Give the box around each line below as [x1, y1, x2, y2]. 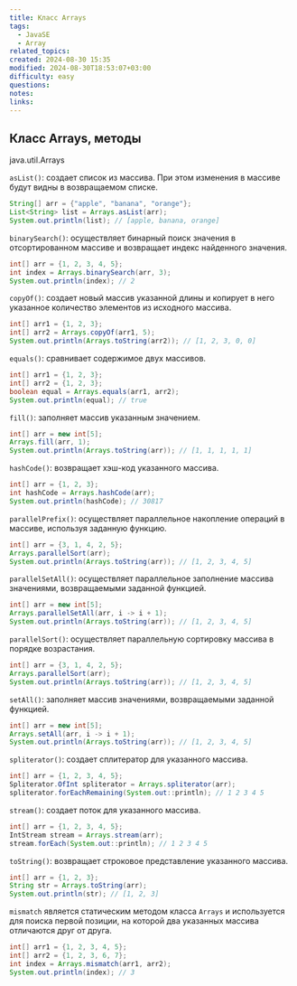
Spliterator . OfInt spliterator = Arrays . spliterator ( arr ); [9, 780, 237, 789]
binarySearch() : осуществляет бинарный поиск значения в [9, 232, 237, 243]
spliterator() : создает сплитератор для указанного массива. [9, 754, 248, 765]
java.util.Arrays [9, 155, 65, 165]
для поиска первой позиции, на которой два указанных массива [9, 916, 259, 926]
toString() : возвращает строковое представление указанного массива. [9, 855, 289, 866]
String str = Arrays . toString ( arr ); [9, 881, 147, 890]
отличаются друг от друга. [9, 925, 113, 936]
